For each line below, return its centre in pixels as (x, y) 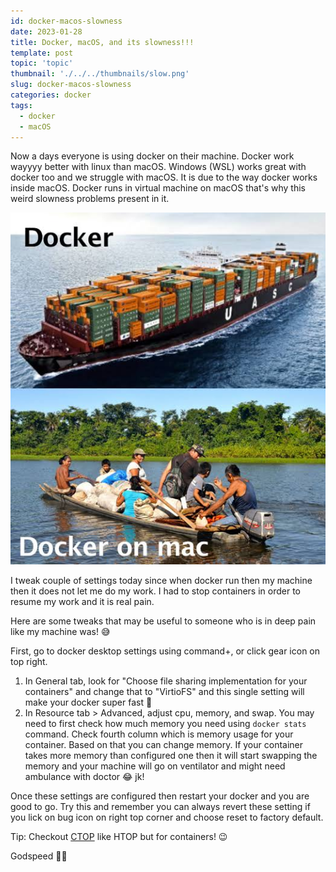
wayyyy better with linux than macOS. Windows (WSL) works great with (158, 167)
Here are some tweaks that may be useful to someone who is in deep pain (163, 621)
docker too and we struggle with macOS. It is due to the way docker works (164, 177)
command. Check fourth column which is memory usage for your (159, 734)
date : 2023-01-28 (46, 31)
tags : (21, 105)
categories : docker (51, 95)
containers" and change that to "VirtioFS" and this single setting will (164, 692)
